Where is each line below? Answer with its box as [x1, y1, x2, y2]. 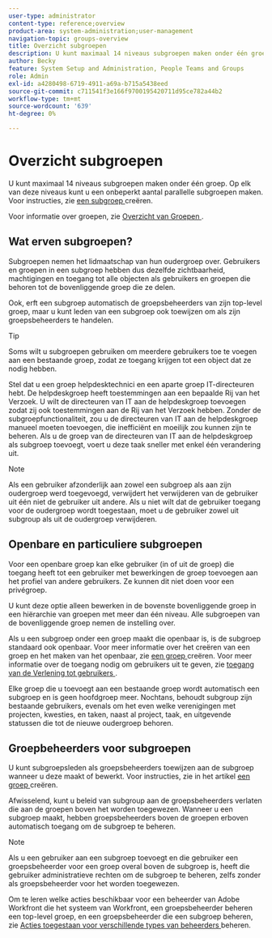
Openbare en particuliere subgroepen [8, 538, 203, 552]
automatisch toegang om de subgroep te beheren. [8, 821, 176, 831]
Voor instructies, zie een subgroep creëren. [8, 195, 154, 205]
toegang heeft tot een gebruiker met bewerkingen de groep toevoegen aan [8, 568, 258, 578]
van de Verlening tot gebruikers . [8, 667, 117, 677]
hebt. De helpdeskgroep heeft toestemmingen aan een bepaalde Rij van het [8, 388, 261, 398]
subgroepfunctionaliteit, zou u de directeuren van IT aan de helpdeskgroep [8, 414, 258, 424]
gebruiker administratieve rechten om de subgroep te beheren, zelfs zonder [8, 870, 261, 880]
